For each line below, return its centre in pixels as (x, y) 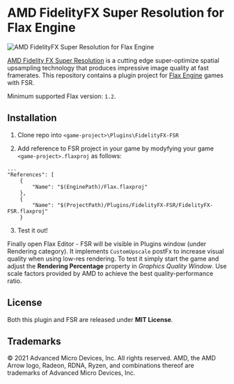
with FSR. (21, 82)
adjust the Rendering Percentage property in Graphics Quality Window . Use (117, 266)
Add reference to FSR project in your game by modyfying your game (116, 148)
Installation (32, 118)
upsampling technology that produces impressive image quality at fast (108, 68)
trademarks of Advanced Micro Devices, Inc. (71, 373)
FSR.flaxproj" (28, 211)
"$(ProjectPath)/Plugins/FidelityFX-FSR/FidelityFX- (135, 205)
